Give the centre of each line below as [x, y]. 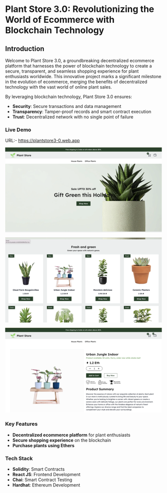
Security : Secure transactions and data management [67, 106]
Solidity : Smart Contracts [39, 469]
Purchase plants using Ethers [43, 445]
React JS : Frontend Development [46, 474]
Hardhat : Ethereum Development [46, 485]
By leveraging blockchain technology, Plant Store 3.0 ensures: [69, 97]
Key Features [22, 424]
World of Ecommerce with [60, 20]
